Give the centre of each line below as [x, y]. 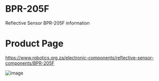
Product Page [34, 44]
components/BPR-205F [30, 63]
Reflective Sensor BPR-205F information [47, 23]
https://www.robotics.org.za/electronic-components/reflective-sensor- [80, 58]
